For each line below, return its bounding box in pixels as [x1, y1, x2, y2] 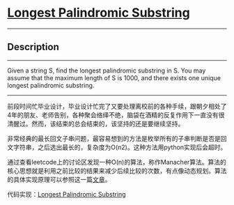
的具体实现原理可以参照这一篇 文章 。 [7, 175, 111, 183]
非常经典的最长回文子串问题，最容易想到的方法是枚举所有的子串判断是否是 [7, 134, 221, 142]
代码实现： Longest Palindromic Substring [7, 190, 127, 198]
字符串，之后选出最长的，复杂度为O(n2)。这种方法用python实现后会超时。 [13, 143, 227, 151]
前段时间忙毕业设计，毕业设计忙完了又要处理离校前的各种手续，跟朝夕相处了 [7, 102, 227, 110]
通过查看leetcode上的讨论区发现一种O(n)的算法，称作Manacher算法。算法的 [7, 158, 226, 166]
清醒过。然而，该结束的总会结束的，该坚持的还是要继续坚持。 [7, 119, 185, 128]
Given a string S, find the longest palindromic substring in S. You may [7, 66, 206, 75]
